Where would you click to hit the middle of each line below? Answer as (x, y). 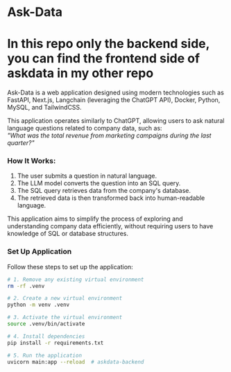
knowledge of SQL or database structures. (68, 234)
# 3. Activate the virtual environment (65, 318)
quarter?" (21, 143)
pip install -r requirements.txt (55, 343)
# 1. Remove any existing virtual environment (76, 279)
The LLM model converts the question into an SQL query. (99, 183)
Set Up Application (40, 252)
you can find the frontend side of (103, 59)
